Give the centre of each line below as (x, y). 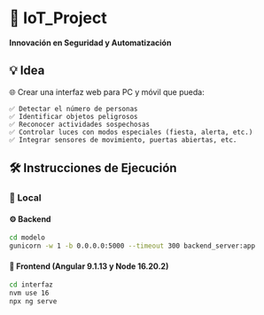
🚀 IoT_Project (58, 18)
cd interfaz (31, 285)
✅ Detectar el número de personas (74, 109)
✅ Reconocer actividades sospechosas (80, 124)
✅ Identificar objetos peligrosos (74, 116)
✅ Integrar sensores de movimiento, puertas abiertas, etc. (123, 140)
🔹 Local (25, 198)
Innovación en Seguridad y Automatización (90, 43)
